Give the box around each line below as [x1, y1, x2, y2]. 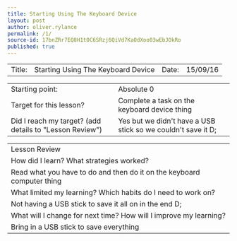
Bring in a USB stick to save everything [11, 222, 140, 232]
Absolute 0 [118, 84, 154, 94]
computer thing [11, 176, 62, 186]
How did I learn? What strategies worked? [11, 156, 150, 165]
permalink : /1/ [7, 30, 52, 37]
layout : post [7, 17, 46, 24]
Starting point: [11, 84, 58, 94]
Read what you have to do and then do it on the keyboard [11, 167, 200, 177]
